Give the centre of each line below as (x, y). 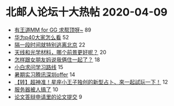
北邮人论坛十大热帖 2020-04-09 (87, 12)
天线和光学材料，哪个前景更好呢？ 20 (60, 52)
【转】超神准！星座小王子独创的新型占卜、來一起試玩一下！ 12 (91, 82)
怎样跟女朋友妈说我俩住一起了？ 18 (57, 60)
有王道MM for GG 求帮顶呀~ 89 (53, 30)
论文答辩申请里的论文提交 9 (48, 96)
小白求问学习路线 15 (39, 67)
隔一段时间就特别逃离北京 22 (50, 45)
